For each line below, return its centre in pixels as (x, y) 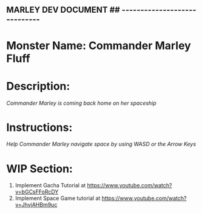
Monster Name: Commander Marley (99, 45)
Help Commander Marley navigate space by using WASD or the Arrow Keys (101, 144)
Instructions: (39, 127)
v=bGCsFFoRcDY (37, 192)
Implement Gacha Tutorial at (50, 186)
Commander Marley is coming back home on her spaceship (81, 103)
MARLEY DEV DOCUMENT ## (63, 10)
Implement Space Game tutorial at (58, 198)
